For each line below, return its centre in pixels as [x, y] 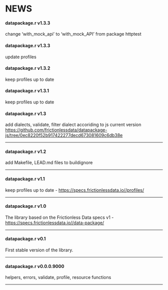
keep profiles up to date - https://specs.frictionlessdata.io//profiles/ [75, 190]
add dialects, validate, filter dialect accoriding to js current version [73, 125]
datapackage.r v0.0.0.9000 [35, 266]
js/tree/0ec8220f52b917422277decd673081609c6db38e [64, 135]
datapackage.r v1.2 [26, 152]
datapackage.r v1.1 [25, 179]
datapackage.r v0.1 [25, 239]
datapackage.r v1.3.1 [27, 91]
